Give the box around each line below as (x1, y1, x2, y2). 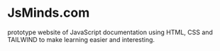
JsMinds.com (7, 5, 90, 21)
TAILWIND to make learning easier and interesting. (7, 35, 155, 43)
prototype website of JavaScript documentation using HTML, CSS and (7, 28, 213, 36)
